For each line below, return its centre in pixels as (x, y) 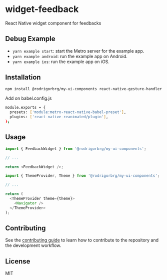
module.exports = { (25, 108)
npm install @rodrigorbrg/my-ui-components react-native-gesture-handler (84, 89)
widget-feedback (42, 9)
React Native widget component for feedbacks (53, 23)
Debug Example (30, 39)
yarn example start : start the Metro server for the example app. (78, 51)
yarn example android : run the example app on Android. (70, 56)
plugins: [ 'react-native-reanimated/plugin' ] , (59, 117)
